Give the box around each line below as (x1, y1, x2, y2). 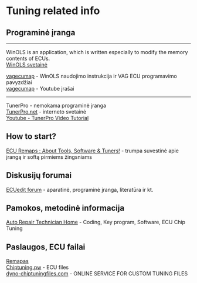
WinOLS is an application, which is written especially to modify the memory (6, 49, 188, 55)
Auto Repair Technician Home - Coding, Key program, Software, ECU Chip (6, 219, 186, 226)
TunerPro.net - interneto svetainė (6, 108, 87, 115)
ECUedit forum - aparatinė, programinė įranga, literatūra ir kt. (6, 186, 154, 193)
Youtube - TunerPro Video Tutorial (6, 115, 89, 121)
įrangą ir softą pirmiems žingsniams (6, 153, 93, 160)
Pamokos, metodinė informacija (6, 203, 125, 213)
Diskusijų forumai (6, 171, 72, 181)
